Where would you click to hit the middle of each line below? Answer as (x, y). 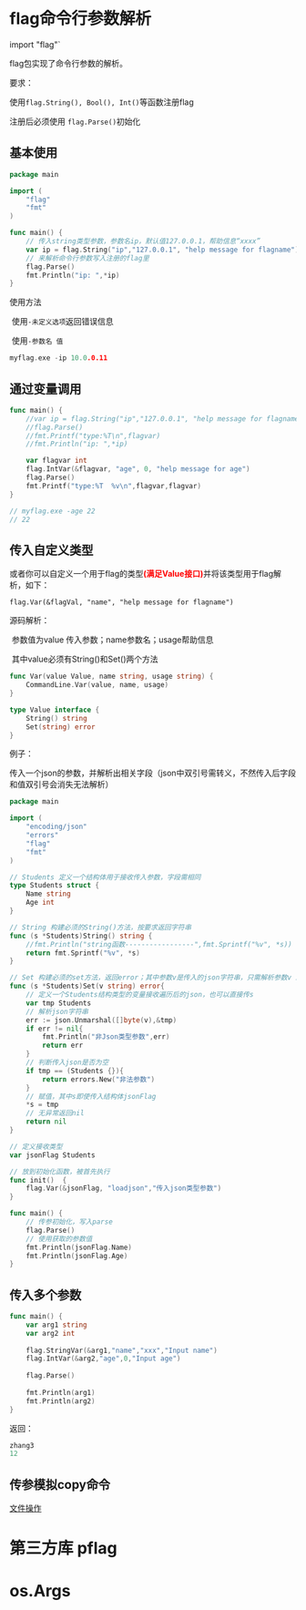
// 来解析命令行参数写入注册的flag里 (88, 258)
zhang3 (22, 1445)
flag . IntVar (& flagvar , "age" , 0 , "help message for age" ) (138, 469)
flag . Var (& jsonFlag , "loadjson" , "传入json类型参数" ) (124, 1189)
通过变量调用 (46, 389)
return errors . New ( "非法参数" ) (99, 1079)
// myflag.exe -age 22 (52, 511)
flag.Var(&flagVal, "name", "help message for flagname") (122, 602)
